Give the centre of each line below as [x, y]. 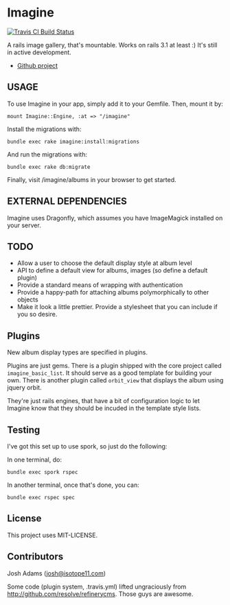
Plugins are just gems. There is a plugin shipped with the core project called [114, 366]
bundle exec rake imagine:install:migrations [73, 141]
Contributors [35, 557]
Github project [37, 65]
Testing [24, 430]
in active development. [39, 52]
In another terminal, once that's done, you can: [73, 485]
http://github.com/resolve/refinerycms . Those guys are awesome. [100, 594]
